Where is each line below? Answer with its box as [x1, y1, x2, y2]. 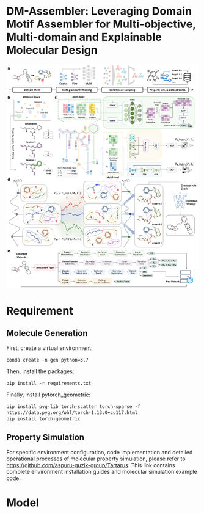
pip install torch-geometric [6, 415, 81, 422]
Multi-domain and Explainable [6, 31, 162, 44]
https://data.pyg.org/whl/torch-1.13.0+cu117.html [6, 409, 138, 416]
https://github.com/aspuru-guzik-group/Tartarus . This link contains [6, 461, 175, 468]
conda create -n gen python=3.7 [6, 357, 89, 363]
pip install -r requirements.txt [6, 380, 92, 386]
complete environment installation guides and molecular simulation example [6, 468, 197, 475]
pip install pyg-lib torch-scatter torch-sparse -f [6, 403, 140, 410]
